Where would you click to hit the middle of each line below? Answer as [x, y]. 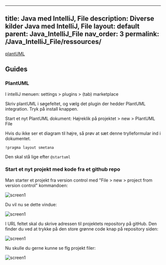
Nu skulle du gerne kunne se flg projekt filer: [50, 248]
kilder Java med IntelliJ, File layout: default [72, 26]
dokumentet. [18, 138]
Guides [17, 69]
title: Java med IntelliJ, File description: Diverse [80, 19]
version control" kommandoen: [37, 185]
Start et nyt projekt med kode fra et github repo [63, 169]
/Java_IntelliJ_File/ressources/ [53, 42]
